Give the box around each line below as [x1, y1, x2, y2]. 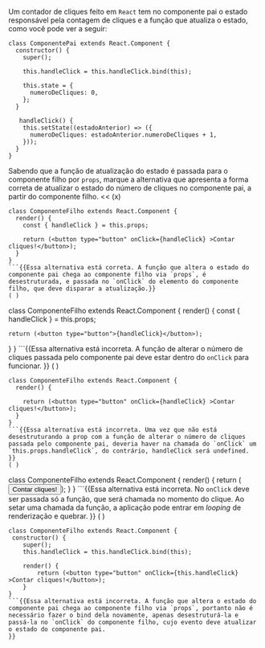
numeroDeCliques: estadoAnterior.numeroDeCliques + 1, [29, 131, 218, 139]
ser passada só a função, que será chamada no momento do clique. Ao [8, 494, 245, 503]
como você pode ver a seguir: [8, 24, 108, 33]
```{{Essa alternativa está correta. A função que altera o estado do [8, 264, 250, 272]
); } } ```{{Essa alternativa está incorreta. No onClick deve [60, 484, 251, 494]
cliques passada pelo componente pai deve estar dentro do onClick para [8, 353, 249, 362]
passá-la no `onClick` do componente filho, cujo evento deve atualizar [8, 618, 257, 626]
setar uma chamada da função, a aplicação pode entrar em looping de [8, 502, 242, 512]
